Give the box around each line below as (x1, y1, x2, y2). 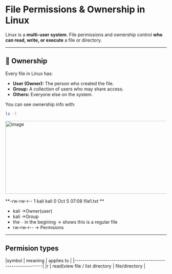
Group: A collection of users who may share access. (12, 86, 124, 92)
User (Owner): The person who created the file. (12, 80, 114, 86)
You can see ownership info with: (5, 101, 76, 107)
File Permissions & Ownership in (5, 4, 145, 15)
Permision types (5, 244, 59, 253)
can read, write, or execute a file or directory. (5, 37, 102, 43)
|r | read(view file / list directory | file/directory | (45, 263, 146, 269)
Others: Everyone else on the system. (12, 91, 93, 97)
